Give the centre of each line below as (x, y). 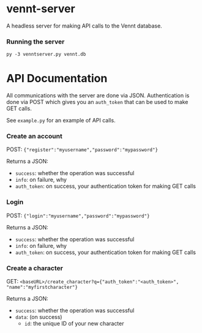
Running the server (36, 42)
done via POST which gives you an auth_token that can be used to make (97, 102)
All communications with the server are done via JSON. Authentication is (98, 95)
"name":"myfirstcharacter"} (42, 287)
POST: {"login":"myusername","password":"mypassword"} (78, 215)
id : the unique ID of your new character (74, 324)
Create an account (34, 137)
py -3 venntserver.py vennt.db (46, 54)
